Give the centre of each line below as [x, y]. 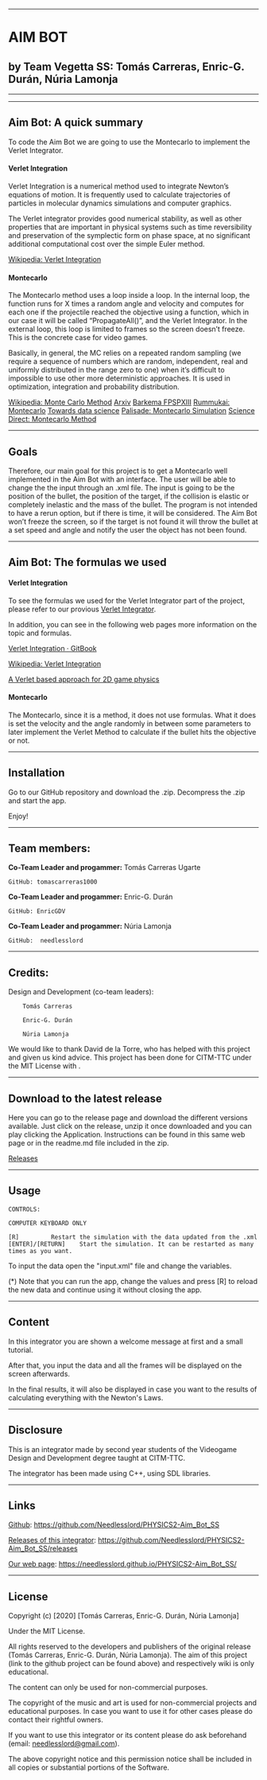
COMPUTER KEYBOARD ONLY [48, 1223]
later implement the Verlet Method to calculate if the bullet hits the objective [132, 732]
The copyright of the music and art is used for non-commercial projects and [132, 1703]
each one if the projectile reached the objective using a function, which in [128, 312]
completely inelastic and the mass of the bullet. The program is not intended [133, 505]
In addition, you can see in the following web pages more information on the [133, 624]
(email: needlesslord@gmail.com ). [64, 1743]
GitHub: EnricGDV [37, 911]
